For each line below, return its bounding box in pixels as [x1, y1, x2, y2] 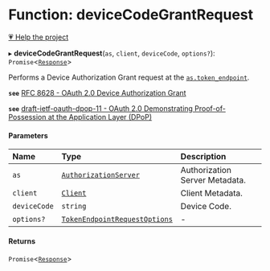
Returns [8, 236, 36, 246]
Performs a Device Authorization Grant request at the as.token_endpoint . [8, 72, 250, 82]
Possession [8, 112, 47, 121]
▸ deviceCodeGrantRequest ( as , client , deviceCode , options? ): [8, 48, 215, 58]
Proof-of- [194, 103, 227, 113]
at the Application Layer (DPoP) [47, 112, 153, 121]
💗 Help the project [8, 32, 69, 42]
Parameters [8, 130, 48, 140]
